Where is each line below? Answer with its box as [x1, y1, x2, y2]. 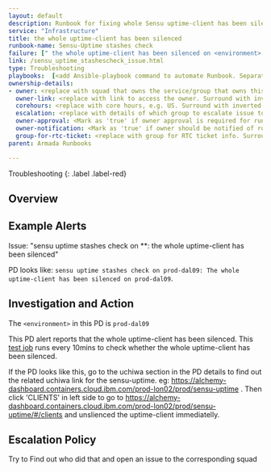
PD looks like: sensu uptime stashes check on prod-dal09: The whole [8, 265, 240, 274]
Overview [8, 191, 59, 206]
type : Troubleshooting [8, 65, 85, 73]
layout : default [8, 11, 63, 20]
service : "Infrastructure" [8, 27, 99, 35]
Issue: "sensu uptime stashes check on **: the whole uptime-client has [8, 240, 244, 250]
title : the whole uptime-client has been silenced [8, 34, 182, 43]
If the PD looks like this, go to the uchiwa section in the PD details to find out [8, 366, 262, 376]
